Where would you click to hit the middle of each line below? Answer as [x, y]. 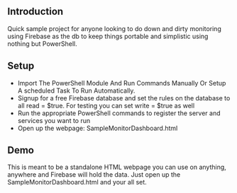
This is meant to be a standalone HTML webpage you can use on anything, [117, 167]
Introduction [35, 12]
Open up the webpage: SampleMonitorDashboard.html [98, 128]
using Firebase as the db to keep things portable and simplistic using [108, 36]
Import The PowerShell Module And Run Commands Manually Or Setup [122, 83]
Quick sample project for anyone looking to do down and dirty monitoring [114, 28]
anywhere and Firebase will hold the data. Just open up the [94, 175]
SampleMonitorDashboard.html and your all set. [77, 182]
